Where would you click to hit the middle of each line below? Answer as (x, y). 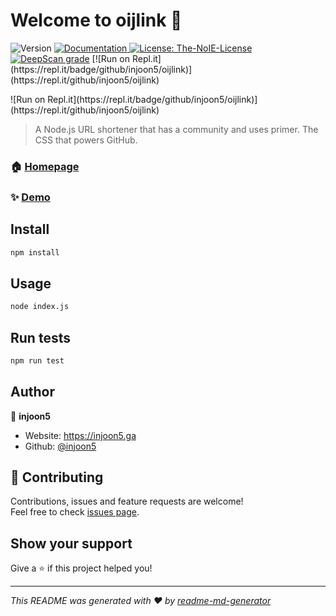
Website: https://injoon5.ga (80, 435)
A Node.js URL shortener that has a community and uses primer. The (176, 129)
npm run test (37, 360)
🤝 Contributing (57, 477)
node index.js (40, 307)
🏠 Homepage (45, 166)
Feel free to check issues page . (75, 512)
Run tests (40, 337)
